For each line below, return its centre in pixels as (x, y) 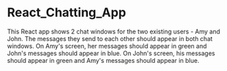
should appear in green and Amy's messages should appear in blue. (103, 60)
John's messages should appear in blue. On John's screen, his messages (111, 53)
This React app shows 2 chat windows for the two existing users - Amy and (114, 31)
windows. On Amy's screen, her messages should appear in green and (107, 46)
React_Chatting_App (67, 13)
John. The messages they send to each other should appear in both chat (110, 38)
